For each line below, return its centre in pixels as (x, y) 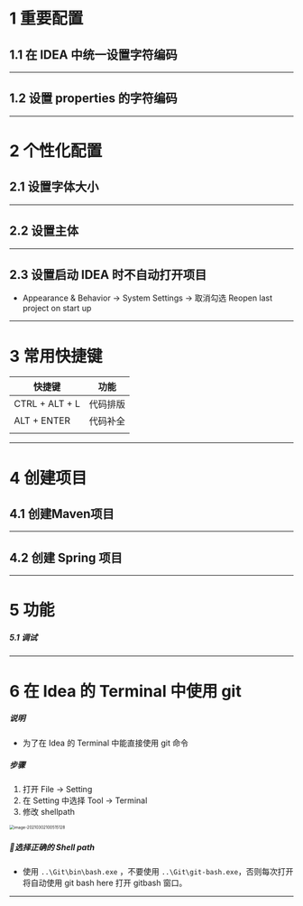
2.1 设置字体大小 (54, 187)
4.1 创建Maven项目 (62, 514)
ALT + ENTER (42, 421)
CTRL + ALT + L (47, 404)
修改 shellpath (48, 812)
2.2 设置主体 (44, 231)
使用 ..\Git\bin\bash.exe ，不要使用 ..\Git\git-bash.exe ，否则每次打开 (158, 872)
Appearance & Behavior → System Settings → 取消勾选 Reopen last (147, 298)
